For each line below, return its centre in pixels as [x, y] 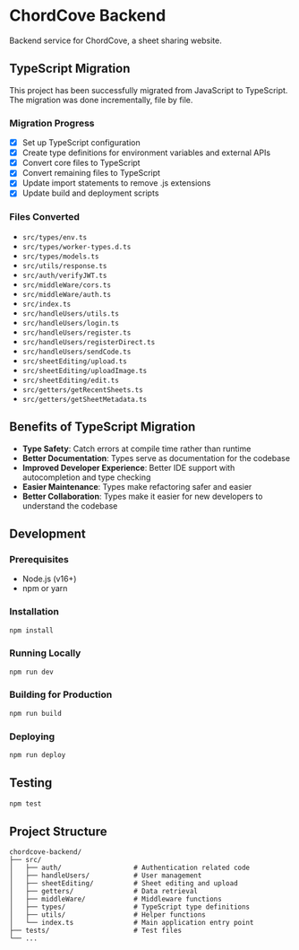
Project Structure [58, 831]
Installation [34, 612]
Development [48, 533]
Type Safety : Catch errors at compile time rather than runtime [137, 449]
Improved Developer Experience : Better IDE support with [128, 467]
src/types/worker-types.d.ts [77, 247]
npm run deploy [38, 755]
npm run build [36, 713]
